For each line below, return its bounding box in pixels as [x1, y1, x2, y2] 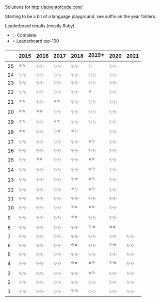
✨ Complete [12, 32, 36, 38]
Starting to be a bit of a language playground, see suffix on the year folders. [5, 14, 157, 19]
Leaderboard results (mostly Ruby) [5, 23, 75, 29]
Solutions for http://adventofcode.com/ [5, 4, 83, 10]
